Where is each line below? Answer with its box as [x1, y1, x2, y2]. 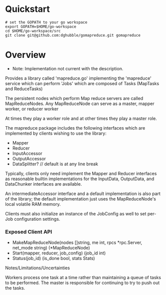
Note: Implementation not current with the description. [12, 65, 123, 71]
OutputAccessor [12, 155, 46, 161]
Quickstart [5, 3, 51, 15]
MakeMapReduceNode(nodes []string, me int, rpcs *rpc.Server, [12, 240, 143, 246]
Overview [5, 49, 46, 60]
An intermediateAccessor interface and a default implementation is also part [5, 191, 161, 197]
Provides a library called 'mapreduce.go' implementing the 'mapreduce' [5, 75, 152, 81]
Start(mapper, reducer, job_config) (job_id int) [12, 250, 106, 256]
